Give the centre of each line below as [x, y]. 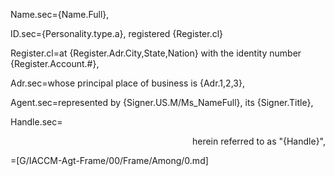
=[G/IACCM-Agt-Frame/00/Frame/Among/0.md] [109, 160]
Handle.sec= [36, 122]
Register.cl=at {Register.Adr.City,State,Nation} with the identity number [156, 53]
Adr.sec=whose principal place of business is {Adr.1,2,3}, [127, 83]
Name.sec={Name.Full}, [60, 14]
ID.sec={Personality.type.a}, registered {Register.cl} [117, 33]
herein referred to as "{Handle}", [258, 141]
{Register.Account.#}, [55, 63]
